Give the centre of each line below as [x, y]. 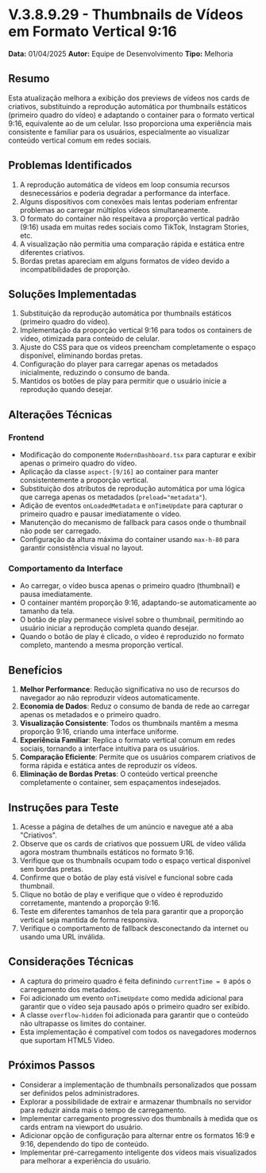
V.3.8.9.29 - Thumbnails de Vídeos [126, 15]
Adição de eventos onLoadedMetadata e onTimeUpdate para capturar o [131, 506]
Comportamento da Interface [66, 568]
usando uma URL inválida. [62, 936]
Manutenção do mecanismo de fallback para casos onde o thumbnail [133, 523]
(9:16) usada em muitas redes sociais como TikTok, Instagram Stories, [134, 227]
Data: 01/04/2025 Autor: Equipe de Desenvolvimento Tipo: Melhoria [121, 53]
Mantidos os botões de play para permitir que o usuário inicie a [123, 381]
